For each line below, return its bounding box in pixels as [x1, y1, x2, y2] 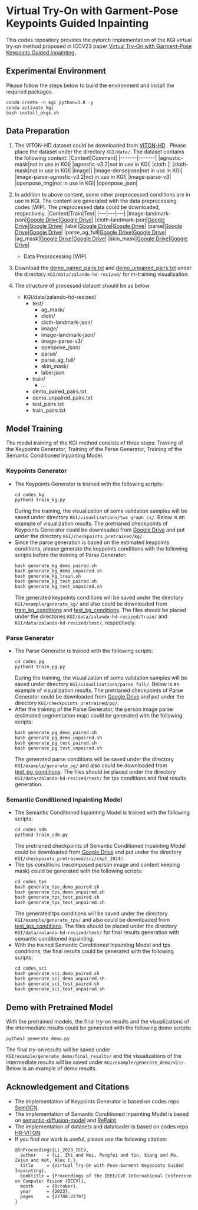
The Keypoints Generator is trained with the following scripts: [14, 480, 164, 487]
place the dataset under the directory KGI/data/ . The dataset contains [14, 148, 184, 155]
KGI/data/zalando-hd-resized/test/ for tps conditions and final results [14, 774, 187, 781]
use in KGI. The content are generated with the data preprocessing [14, 197, 177, 204]
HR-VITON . [14, 1129, 42, 1136]
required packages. [6, 88, 54, 95]
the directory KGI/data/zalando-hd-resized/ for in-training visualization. [14, 271, 190, 278]
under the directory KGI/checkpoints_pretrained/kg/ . [14, 532, 144, 539]
